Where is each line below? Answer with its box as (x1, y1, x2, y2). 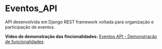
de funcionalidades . (5, 38, 45, 44)
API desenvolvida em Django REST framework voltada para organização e (5, 19, 154, 25)
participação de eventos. (5, 24, 55, 30)
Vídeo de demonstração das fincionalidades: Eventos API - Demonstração (5, 33, 157, 39)
